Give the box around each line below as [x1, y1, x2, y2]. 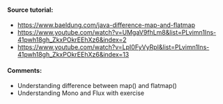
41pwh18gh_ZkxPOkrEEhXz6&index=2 [17, 35, 127, 44]
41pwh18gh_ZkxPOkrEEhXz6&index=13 [17, 51, 130, 59]
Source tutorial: [7, 6, 54, 14]
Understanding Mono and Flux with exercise [17, 89, 145, 97]
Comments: [7, 66, 43, 74]
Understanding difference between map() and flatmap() [17, 82, 178, 90]
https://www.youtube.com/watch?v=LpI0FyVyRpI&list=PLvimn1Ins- [17, 43, 210, 51]
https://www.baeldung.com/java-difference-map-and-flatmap [17, 21, 195, 29]
